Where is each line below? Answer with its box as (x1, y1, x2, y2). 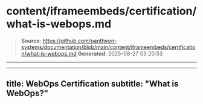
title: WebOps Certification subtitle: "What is (6, 79, 179, 89)
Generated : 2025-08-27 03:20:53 (77, 50, 163, 57)
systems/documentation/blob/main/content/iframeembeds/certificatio (21, 44, 196, 51)
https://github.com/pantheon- (42, 37, 117, 44)
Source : (21, 37, 42, 44)
